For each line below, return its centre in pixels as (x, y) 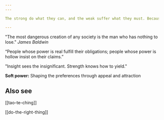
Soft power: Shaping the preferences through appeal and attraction (73, 75)
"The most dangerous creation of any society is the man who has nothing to (82, 37)
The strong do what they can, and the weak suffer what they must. (75, 18)
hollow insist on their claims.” (34, 56)
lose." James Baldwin (27, 42)
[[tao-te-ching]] (21, 103)
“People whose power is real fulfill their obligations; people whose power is (81, 51)
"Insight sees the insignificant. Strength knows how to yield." (66, 66)
